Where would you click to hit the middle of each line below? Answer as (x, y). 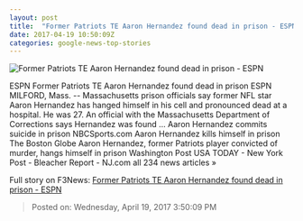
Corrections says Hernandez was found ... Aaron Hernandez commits (138, 124)
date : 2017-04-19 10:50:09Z (62, 34)
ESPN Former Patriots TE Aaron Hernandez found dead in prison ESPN (141, 86)
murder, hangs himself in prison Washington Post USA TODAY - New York (147, 153)
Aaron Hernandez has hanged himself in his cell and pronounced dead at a (148, 106)
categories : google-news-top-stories (80, 43)
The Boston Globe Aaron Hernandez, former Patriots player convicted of (143, 143)
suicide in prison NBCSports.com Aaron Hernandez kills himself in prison (145, 134)
